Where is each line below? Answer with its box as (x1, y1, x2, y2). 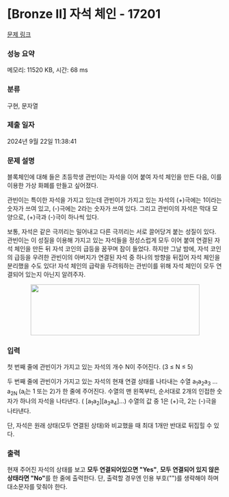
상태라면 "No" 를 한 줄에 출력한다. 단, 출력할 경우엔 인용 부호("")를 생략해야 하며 (7, 474, 219, 483)
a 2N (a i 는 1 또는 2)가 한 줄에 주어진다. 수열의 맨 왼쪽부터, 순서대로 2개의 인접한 (7, 387, 215, 397)
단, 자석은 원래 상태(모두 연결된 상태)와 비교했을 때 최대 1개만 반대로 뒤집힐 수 (7, 421, 213, 429)
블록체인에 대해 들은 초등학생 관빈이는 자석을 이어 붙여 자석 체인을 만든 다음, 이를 (7, 173, 222, 181)
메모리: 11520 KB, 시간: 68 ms (7, 66, 88, 74)
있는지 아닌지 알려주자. (25, 270, 86, 279)
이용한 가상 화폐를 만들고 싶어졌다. (7, 181, 98, 190)
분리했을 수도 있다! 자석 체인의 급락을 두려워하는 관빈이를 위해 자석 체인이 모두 (7, 262, 215, 270)
